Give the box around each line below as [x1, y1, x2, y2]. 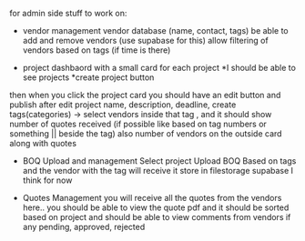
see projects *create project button [22, 72, 155, 83]
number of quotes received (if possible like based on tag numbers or [9, 118, 267, 129]
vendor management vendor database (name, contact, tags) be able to [22, 25, 289, 35]
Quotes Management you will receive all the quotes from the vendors [22, 193, 282, 203]
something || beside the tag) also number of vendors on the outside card [9, 128, 282, 139]
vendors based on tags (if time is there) [22, 45, 171, 55]
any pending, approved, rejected [22, 222, 146, 232]
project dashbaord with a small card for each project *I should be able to [22, 63, 296, 73]
